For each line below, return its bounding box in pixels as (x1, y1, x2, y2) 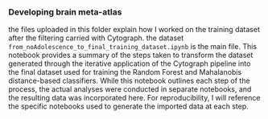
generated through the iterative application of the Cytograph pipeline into (8, 59, 251, 68)
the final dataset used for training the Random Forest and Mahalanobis (8, 68, 242, 77)
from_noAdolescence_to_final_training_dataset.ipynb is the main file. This (8, 42, 258, 51)
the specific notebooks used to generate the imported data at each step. (8, 101, 249, 111)
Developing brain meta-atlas (8, 6, 122, 18)
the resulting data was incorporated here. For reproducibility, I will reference (8, 93, 261, 103)
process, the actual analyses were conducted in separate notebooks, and (8, 84, 252, 94)
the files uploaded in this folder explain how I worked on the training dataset (8, 25, 260, 35)
